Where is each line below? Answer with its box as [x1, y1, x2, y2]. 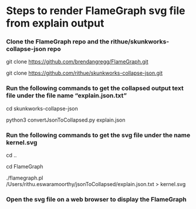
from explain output [6, 16, 104, 30]
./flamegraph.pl [6, 174, 43, 181]
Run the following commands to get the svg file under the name [6, 131, 191, 139]
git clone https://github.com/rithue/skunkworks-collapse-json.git [6, 69, 163, 77]
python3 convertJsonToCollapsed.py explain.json [6, 116, 126, 123]
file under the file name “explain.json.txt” [6, 92, 127, 100]
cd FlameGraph [6, 163, 43, 170]
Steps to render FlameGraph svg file [6, 4, 185, 18]
